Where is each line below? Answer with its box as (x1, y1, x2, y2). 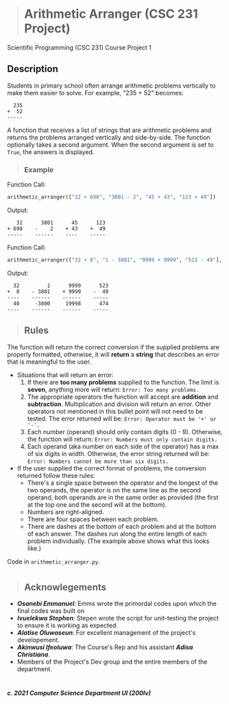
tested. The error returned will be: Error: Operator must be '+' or (27, 414, 217, 423)
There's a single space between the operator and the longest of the (27, 479, 218, 487)
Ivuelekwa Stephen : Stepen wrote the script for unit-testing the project (16, 614, 219, 623)
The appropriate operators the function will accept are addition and (27, 392, 219, 401)
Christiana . (16, 651, 50, 659)
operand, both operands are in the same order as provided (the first (27, 493, 219, 501)
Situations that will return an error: (16, 370, 114, 379)
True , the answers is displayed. (7, 147, 95, 156)
